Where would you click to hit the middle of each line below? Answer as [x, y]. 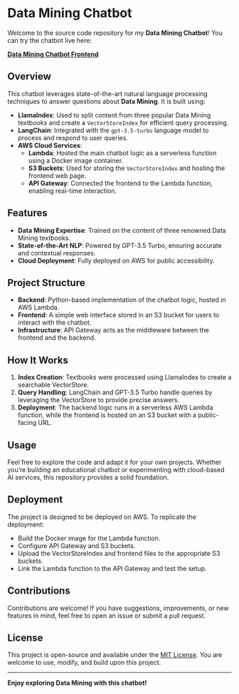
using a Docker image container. [76, 160]
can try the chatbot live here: [50, 40]
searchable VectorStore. [53, 385]
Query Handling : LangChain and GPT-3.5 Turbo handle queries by [115, 392]
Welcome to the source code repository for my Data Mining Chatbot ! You [115, 33]
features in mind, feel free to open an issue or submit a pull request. [107, 615]
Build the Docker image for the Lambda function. [89, 538]
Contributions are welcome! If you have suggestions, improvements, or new [118, 608]
